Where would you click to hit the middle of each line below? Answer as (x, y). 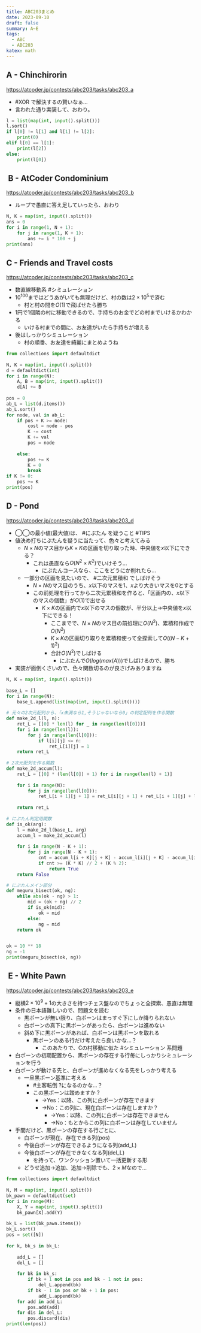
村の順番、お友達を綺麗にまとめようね (71, 343)
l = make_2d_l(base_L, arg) (52, 830)
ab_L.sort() (21, 409)
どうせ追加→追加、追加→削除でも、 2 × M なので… (85, 1168)
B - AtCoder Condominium (58, 178)
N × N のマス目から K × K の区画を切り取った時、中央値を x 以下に (102, 548)
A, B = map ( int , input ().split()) (60, 382)
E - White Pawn (37, 976)
